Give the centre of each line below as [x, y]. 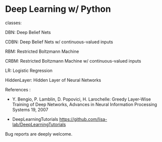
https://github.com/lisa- [83, 119]
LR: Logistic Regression [29, 71]
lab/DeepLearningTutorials [39, 124]
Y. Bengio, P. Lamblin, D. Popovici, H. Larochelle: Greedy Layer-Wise [81, 99]
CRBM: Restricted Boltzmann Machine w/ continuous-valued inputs [73, 61]
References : [18, 89]
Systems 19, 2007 [30, 109]
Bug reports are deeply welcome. [39, 134]
